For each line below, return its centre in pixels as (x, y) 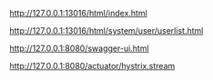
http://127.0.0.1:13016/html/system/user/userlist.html (106, 30)
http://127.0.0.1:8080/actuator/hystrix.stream (92, 66)
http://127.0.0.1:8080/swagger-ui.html (79, 48)
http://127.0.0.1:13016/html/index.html (78, 13)
